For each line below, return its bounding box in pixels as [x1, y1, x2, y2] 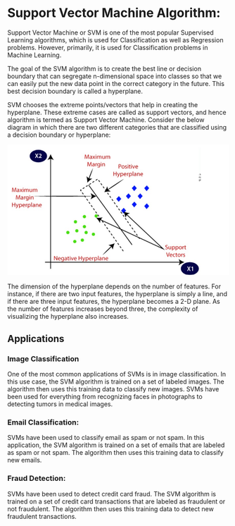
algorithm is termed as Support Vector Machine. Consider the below [7, 115, 205, 124]
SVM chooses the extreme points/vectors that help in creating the [7, 100, 198, 109]
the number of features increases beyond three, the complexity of [7, 305, 198, 313]
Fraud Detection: [7, 474, 66, 484]
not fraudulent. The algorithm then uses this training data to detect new [7, 504, 215, 513]
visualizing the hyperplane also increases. [7, 312, 129, 321]
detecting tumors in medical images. [7, 400, 113, 408]
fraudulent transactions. [7, 512, 77, 520]
